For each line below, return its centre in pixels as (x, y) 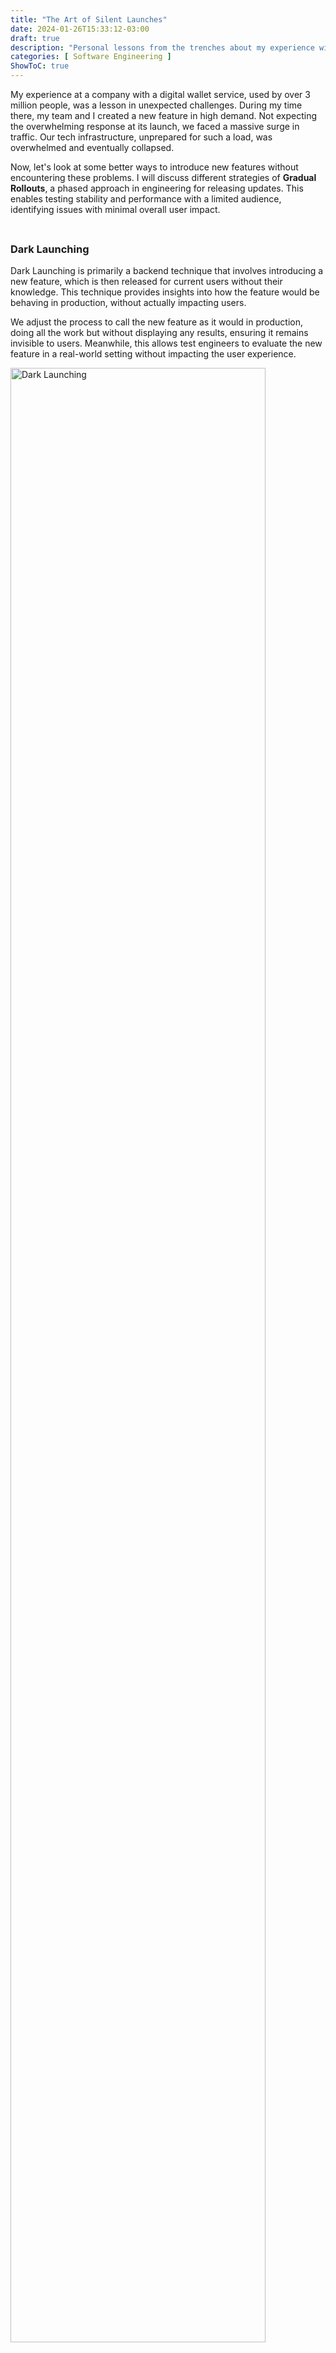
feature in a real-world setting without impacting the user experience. (153, 354)
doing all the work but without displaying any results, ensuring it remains (159, 333)
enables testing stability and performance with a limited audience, (146, 199)
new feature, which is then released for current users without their (146, 282)
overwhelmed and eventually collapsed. (92, 147)
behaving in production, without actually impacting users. (128, 303)
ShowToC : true (40, 66)
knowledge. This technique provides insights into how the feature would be (165, 292)
